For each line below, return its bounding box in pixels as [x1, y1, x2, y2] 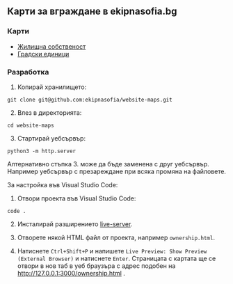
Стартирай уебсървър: [17, 134, 86, 142]
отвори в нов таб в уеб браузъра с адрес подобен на [17, 261, 176, 270]
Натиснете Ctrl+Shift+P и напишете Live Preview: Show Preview [17, 246, 207, 255]
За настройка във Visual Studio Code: [7, 180, 118, 189]
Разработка [7, 67, 49, 77]
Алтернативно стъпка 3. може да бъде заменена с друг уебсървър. [7, 159, 210, 168]
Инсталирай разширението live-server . [17, 219, 133, 228]
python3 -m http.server [7, 148, 77, 155]
